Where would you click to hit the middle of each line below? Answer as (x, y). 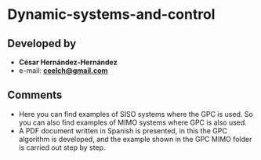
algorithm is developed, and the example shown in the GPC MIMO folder (135, 139)
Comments (35, 95)
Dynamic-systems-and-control (111, 15)
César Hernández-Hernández (68, 62)
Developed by (42, 44)
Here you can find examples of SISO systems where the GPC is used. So (136, 114)
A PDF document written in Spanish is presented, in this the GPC (123, 130)
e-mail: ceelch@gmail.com (63, 71)
